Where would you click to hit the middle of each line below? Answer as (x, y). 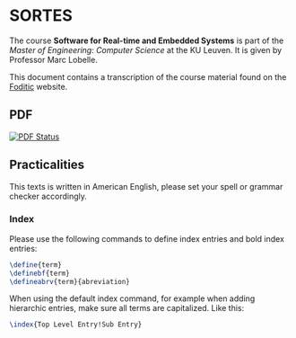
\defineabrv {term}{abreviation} (70, 281)
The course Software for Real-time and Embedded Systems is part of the (147, 40)
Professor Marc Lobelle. (54, 59)
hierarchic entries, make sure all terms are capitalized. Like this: (127, 308)
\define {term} (36, 265)
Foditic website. (39, 86)
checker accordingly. (48, 196)
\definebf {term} (39, 273)
